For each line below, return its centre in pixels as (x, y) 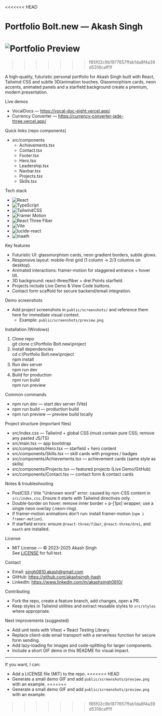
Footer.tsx (29, 156)
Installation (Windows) (27, 330)
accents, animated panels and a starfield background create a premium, (76, 87)
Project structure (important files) (38, 424)
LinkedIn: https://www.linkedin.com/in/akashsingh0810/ (67, 582)
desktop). (21, 265)
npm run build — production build (45, 409)
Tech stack (16, 191)
